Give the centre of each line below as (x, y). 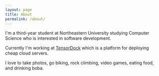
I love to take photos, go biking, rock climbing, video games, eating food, (79, 63)
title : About (19, 14)
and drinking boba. (24, 68)
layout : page (19, 10)
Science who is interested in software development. (58, 38)
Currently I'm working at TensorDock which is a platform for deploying (77, 48)
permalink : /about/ (25, 19)
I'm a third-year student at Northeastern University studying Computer (77, 33)
